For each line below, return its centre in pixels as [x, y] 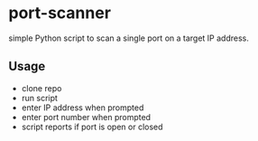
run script [39, 98]
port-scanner [60, 13]
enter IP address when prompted [83, 108]
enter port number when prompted [86, 117]
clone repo [41, 88]
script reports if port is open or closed [92, 127]
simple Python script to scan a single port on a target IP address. [129, 38]
